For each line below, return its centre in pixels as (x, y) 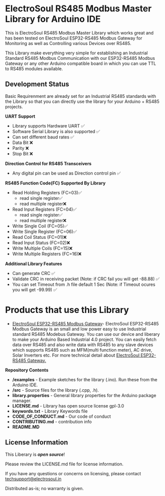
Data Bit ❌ (22, 142)
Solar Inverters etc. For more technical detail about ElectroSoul (76, 355)
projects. (14, 106)
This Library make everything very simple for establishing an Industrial (76, 53)
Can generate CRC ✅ (34, 273)
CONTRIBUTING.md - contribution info (52, 421)
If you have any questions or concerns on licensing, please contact (73, 473)
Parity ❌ (20, 148)
